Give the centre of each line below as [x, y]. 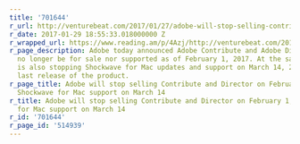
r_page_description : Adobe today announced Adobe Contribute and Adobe [145, 51]
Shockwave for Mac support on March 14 [92, 92]
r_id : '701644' [37, 117]
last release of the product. [73, 76]
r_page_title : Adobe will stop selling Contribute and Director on [137, 84]
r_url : [21, 26]
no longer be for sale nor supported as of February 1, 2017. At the [149, 59]
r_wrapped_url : [37, 42]
